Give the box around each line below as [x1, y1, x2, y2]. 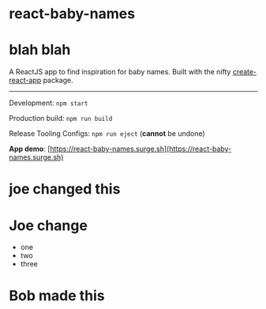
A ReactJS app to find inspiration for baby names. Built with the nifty [9, 67, 231, 77]
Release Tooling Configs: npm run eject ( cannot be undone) [9, 129, 206, 138]
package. [43, 76, 73, 85]
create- [232, 67, 257, 77]
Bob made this [9, 287, 105, 305]
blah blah [9, 41, 71, 59]
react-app [9, 76, 42, 85]
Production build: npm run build [9, 114, 113, 123]
